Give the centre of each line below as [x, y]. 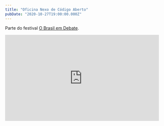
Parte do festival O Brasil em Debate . [42, 28]
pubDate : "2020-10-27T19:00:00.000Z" [43, 14]
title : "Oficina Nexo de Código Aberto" [47, 9]
